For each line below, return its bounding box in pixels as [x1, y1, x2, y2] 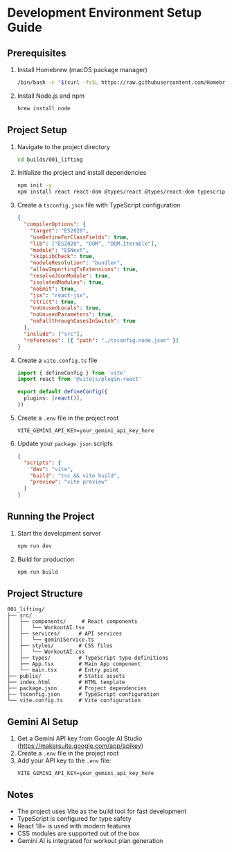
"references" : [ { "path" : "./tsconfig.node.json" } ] [24, 336, 179, 344]
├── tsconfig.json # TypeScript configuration [7, 691, 159, 698]
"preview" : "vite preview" [30, 479, 108, 486]
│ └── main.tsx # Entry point [7, 667, 119, 674]
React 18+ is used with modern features [17, 822, 132, 830]
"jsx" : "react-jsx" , [30, 291, 89, 299]
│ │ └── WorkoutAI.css [7, 649, 85, 656]
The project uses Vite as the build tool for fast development [17, 807, 187, 816]
